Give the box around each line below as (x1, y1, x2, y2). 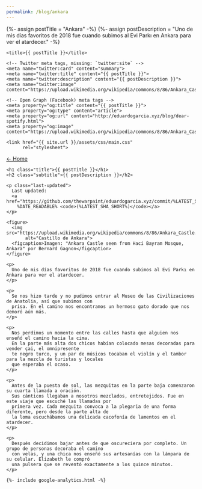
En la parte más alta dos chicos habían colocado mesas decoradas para (11, 340, 195, 346)
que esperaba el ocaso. (11, 361, 71, 368)
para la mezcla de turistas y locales (6, 356, 103, 362)
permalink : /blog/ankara (6, 8, 69, 15)
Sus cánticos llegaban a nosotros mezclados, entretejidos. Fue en (11, 393, 185, 399)
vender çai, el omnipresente (6, 345, 79, 352)
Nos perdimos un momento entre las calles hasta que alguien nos (11, 330, 179, 336)
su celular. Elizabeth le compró (6, 456, 90, 462)
